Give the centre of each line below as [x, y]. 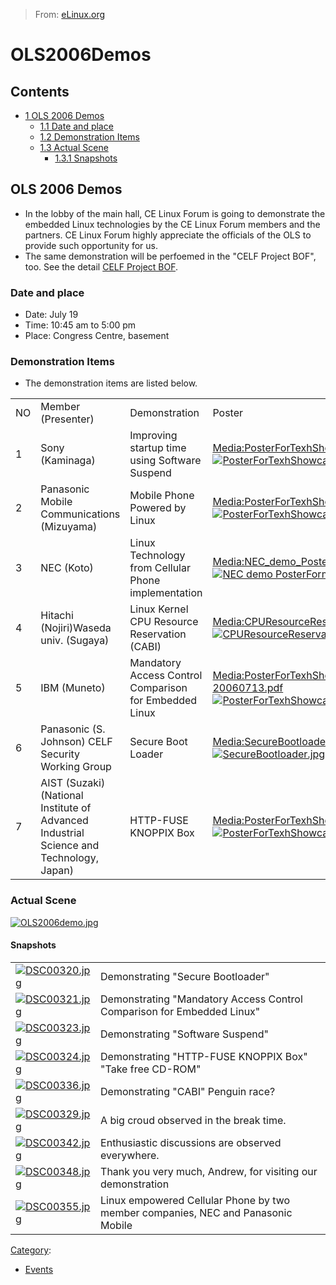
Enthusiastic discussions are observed [191, 1142]
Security [60, 754]
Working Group [76, 767]
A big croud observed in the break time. [193, 1120]
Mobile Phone [162, 496]
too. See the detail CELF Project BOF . [101, 266]
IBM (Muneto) [73, 688]
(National [62, 796]
